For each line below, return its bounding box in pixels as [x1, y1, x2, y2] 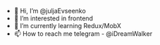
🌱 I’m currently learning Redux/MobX [13, 22, 122, 30]
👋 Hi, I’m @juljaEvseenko [13, 7, 86, 15]
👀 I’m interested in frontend [13, 14, 94, 22]
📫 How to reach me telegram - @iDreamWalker [13, 30, 153, 38]
